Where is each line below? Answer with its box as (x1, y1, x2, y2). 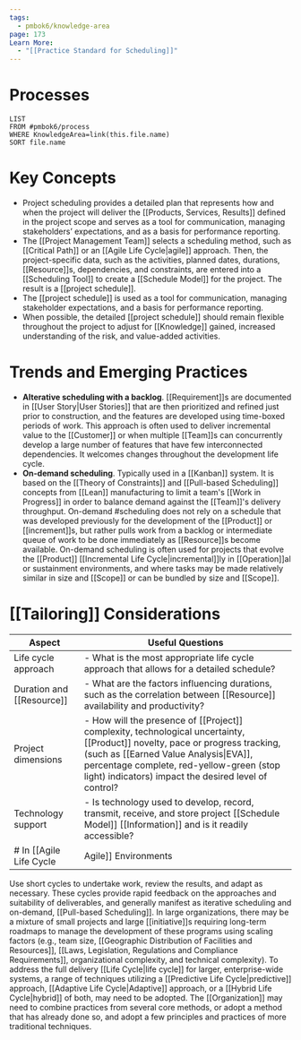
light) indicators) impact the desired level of (83, 769, 268, 782)
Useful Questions (147, 636, 224, 649)
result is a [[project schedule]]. (21, 283, 136, 294)
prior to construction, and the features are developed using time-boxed (21, 410, 285, 421)
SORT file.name (9, 138, 66, 148)
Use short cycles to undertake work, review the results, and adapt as (9, 878, 263, 889)
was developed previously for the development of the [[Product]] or (21, 515, 273, 526)
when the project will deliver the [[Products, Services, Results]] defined (21, 207, 287, 218)
